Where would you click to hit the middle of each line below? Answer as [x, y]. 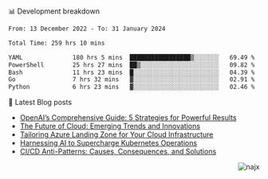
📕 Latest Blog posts [40, 103]
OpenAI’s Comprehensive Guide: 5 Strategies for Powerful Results [128, 118]
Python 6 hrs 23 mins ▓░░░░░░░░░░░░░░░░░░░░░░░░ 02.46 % [132, 87]
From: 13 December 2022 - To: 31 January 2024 [87, 29]
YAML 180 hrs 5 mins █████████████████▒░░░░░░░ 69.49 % [132, 57]
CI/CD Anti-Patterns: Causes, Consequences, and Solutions [118, 152]
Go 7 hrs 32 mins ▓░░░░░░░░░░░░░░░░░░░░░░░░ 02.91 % [132, 80]
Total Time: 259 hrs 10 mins [57, 43]
